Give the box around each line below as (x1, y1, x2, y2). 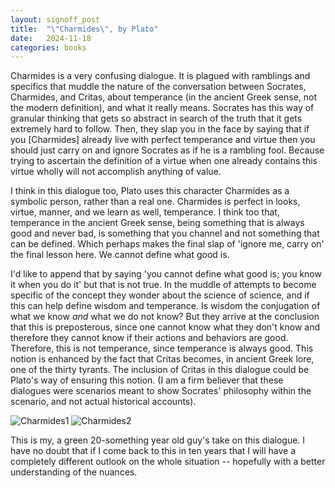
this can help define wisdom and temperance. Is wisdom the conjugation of (10, 300, 321, 312)
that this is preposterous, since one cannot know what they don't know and (10, 321, 321, 333)
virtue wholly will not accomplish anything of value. (10, 166, 222, 178)
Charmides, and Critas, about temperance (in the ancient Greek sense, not (10, 91, 318, 103)
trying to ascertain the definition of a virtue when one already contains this (10, 155, 318, 167)
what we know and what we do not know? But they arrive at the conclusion (10, 311, 320, 323)
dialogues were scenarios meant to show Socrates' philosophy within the (10, 385, 312, 397)
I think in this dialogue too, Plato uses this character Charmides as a (10, 185, 290, 197)
